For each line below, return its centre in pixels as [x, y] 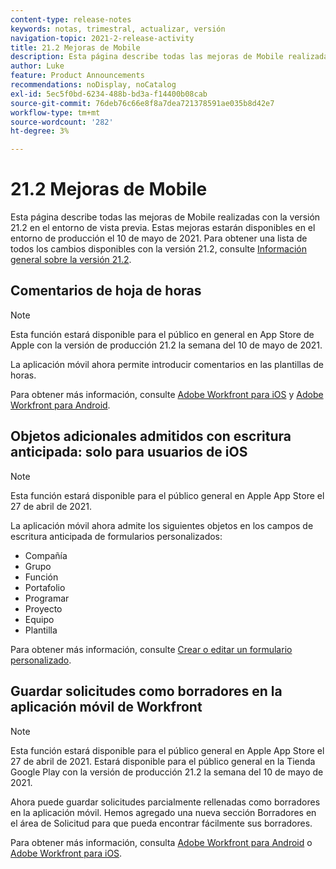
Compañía [46, 555]
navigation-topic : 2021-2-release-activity [102, 38]
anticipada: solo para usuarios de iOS [129, 452]
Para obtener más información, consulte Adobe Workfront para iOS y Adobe [167, 394]
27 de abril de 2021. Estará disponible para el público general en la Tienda [163, 761]
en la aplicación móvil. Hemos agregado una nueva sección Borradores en [163, 812]
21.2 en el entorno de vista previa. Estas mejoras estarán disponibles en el [163, 228]
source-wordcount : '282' [62, 122]
